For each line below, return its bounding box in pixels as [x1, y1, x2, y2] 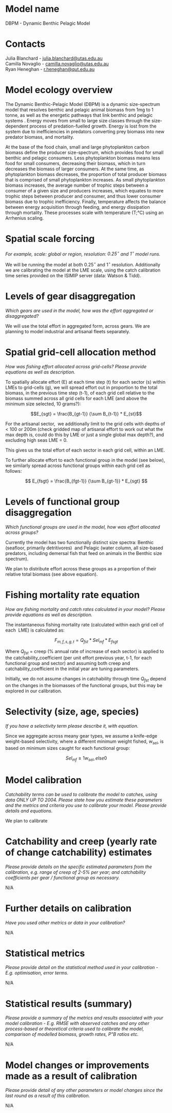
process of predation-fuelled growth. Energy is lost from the [29, 123, 157, 129]
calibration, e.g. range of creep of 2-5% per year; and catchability [5, 869, 146, 875]
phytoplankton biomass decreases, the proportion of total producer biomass [5, 171, 167, 177]
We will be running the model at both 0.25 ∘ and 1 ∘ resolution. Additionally [5, 261, 161, 268]
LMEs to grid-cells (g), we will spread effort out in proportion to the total [5, 384, 158, 390]
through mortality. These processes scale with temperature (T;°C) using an [5, 209, 164, 216]
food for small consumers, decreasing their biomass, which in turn [5, 160, 145, 166]
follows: [5, 468, 22, 474]
